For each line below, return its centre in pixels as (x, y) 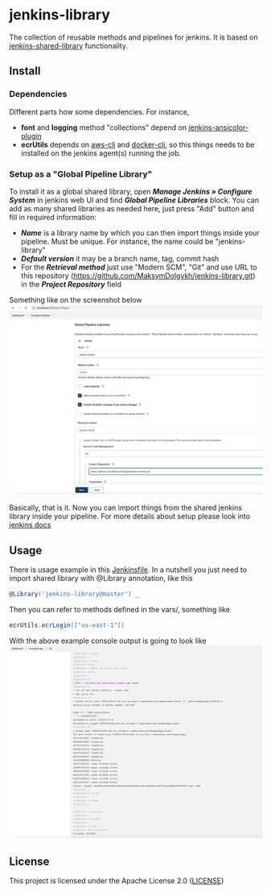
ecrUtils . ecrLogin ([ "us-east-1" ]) (67, 626)
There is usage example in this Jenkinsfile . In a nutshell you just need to (128, 570)
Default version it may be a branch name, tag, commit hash (120, 258)
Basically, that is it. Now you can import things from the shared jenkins (125, 508)
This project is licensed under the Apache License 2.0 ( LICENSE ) (117, 881)
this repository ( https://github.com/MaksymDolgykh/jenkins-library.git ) (138, 275)
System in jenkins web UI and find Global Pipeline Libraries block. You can (134, 200)
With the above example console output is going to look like (108, 641)
